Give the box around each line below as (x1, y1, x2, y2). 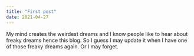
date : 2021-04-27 (6, 14, 49, 20)
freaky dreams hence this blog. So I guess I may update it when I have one (6, 37, 188, 44)
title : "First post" (6, 8, 57, 15)
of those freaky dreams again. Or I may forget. (6, 42, 119, 50)
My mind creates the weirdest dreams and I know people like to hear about (6, 30, 188, 37)
